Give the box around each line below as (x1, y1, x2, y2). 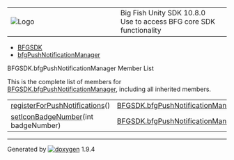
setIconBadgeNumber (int (10, 112, 94, 121)
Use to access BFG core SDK (120, 17, 216, 26)
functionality (120, 26, 162, 35)
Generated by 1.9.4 (7, 145, 95, 153)
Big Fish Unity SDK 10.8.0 (120, 8, 205, 17)
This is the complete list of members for (7, 78, 122, 86)
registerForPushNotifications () (10, 101, 111, 110)
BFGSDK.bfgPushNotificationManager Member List (7, 64, 155, 72)
